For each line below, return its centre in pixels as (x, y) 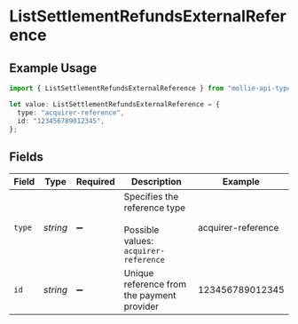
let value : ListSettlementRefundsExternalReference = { (114, 104)
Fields (27, 157)
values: (138, 241)
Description (157, 182)
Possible (141, 230)
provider (141, 306)
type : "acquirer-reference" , (71, 113)
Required (95, 182)
